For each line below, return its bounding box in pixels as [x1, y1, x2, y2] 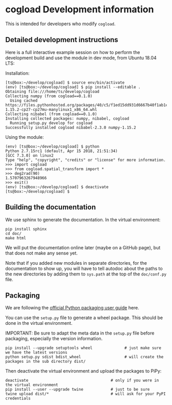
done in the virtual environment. [5, 320, 73, 326]
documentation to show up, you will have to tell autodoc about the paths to [5, 265, 163, 271]
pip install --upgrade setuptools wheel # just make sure [5, 345, 161, 351]
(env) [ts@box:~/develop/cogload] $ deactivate [5, 184, 109, 190]
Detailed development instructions [5, 35, 119, 44]
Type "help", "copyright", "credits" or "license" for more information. [5, 157, 166, 162]
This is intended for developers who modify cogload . [5, 21, 116, 27]
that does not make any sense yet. [5, 250, 78, 256]
